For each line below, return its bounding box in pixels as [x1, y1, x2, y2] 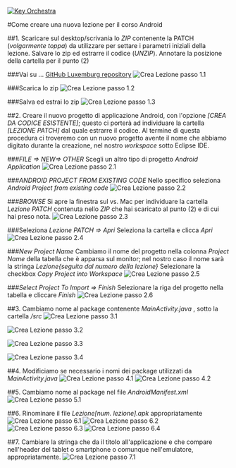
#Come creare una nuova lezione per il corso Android [7, 20, 163, 28]
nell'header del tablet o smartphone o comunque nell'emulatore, [7, 445, 194, 453]
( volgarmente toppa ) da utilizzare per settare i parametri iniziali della [7, 42, 206, 49]
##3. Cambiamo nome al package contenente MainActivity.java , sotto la [7, 304, 218, 313]
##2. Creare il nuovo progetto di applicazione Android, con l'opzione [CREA [7, 112, 227, 119]
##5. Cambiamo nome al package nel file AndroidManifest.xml [7, 388, 189, 396]
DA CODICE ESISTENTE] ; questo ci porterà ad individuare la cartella [7, 119, 205, 127]
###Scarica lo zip [7, 84, 58, 92]
